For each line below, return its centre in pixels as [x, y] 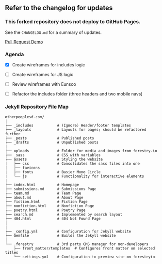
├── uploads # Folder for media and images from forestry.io [81, 151]
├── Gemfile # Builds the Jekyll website [61, 235]
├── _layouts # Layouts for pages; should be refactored [76, 130]
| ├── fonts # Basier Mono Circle [53, 172]
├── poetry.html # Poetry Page [45, 210]
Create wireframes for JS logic [43, 75]
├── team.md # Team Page [43, 193]
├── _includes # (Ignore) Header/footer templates [68, 125]
